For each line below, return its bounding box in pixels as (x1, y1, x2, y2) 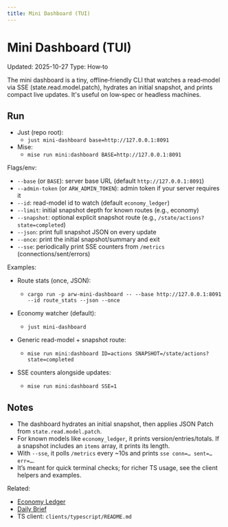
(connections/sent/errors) (16, 250, 91, 258)
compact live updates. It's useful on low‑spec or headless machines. (7, 90, 201, 98)
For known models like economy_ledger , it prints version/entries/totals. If (16, 434, 220, 443)
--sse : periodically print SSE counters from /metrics (16, 243, 165, 251)
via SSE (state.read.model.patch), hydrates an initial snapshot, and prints (7, 83, 213, 91)
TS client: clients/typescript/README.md (16, 513, 132, 521)
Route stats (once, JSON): (16, 276, 91, 285)
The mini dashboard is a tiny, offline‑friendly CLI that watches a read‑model (7, 76, 220, 84)
